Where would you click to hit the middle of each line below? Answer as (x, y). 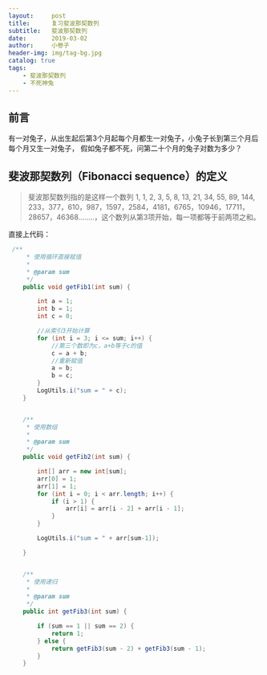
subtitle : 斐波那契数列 (48, 31)
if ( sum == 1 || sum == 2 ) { (86, 626)
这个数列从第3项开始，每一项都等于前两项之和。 (181, 217)
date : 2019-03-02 (48, 38)
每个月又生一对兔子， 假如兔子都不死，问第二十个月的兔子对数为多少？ (125, 149)
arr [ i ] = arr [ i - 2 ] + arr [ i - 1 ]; (125, 509)
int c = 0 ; (55, 317)
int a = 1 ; (55, 301)
